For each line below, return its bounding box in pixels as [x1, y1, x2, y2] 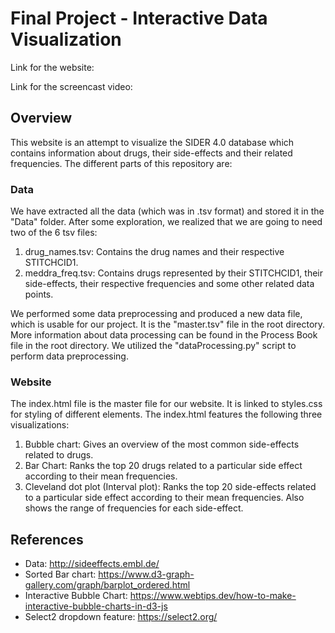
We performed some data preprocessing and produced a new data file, [10, 308, 303, 320]
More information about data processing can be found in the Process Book [10, 329, 318, 341]
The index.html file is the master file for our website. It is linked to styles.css [10, 398, 323, 410]
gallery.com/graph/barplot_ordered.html [24, 579, 191, 591]
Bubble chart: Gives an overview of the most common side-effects [24, 438, 300, 451]
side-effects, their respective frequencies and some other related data [24, 278, 315, 290]
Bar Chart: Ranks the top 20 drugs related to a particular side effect [24, 460, 303, 472]
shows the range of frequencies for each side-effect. [24, 502, 244, 514]
